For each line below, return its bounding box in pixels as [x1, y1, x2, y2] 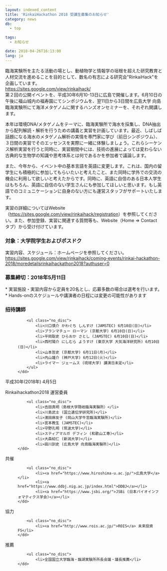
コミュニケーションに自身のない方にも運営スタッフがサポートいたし [18, 188, 158, 194]
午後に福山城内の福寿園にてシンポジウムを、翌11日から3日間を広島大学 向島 [5, 98, 161, 104]
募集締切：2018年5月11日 [5, 273, 66, 280]
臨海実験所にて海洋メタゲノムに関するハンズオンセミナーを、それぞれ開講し [5, 104, 163, 110]
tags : [5, 35, 16, 40]
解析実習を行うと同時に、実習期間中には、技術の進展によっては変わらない [9, 146, 162, 152]
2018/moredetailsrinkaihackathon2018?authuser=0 [5, 260, 110, 266]
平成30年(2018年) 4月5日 [5, 378, 57, 384]
